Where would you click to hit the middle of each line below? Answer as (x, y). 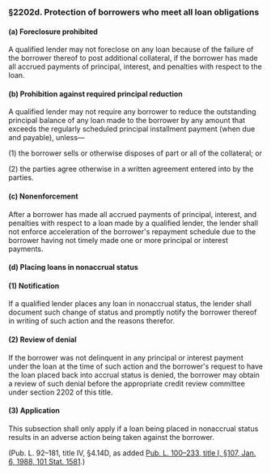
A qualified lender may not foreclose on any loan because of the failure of (131, 49)
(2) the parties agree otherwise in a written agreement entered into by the (131, 169)
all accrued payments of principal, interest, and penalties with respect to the (135, 66)
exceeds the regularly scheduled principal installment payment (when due (132, 129)
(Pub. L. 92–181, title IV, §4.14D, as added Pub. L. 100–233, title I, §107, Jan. (132, 453)
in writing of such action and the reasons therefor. (92, 321)
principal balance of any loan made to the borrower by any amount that (127, 121)
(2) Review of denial (42, 339)
